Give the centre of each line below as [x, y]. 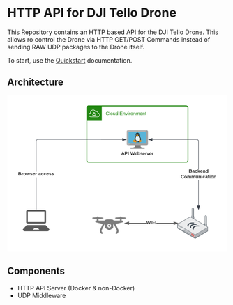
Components [36, 271]
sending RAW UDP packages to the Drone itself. [76, 47]
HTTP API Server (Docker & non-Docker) [76, 288]
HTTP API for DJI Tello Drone [92, 13]
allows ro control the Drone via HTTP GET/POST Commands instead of [109, 39]
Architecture [36, 83]
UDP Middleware [42, 295]
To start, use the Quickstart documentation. [70, 60]
